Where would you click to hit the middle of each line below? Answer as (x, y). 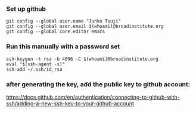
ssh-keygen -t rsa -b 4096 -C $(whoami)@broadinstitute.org (83, 59)
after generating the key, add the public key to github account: (98, 84)
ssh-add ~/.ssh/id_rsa (34, 69)
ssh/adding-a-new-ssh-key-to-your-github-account (70, 103)
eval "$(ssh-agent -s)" (36, 64)
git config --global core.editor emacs (56, 32)
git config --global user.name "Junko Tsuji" (63, 21)
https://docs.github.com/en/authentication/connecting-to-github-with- (93, 97)
